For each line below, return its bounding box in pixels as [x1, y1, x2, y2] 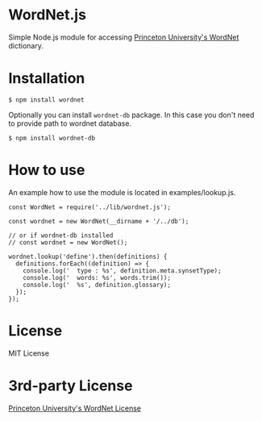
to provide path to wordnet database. [8, 119, 131, 128]
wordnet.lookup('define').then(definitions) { [8, 252, 168, 261]
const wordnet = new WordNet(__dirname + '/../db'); [8, 217, 189, 225]
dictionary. [8, 40, 44, 50]
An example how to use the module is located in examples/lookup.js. [8, 187, 236, 197]
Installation [8, 69, 85, 88]
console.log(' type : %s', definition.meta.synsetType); [23, 266, 222, 275]
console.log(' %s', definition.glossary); [23, 281, 172, 289]
